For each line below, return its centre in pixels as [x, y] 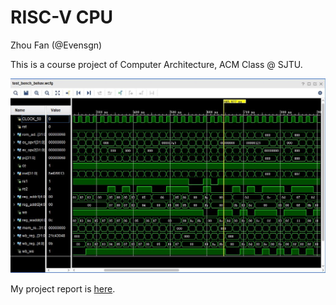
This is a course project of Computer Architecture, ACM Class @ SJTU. [156, 64]
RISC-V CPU [62, 17]
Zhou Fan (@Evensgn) [56, 45]
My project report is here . [63, 288]
